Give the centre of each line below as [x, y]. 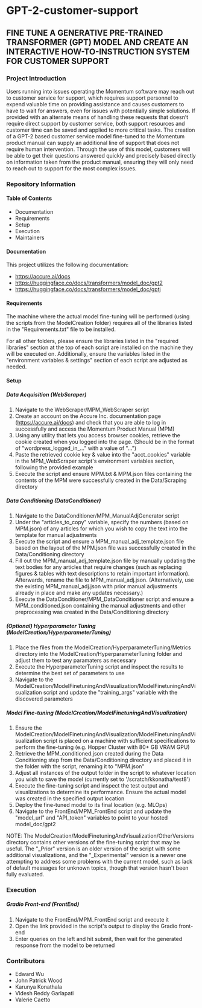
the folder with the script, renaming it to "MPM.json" [80, 766]
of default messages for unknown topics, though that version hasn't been [97, 868]
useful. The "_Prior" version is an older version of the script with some [93, 849]
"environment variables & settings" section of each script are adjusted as [97, 361]
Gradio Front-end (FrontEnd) [43, 904]
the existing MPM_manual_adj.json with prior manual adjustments [96, 586]
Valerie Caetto [33, 1000]
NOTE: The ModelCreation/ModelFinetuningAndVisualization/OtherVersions [100, 836]
